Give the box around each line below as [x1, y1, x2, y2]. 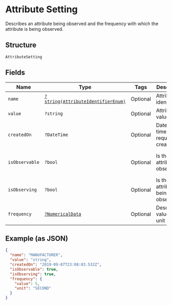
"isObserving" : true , [10, 271, 56, 277]
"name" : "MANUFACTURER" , [10, 252, 63, 258]
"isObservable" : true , [10, 267, 58, 272]
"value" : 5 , [14, 281, 40, 286]
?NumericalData [44, 211, 81, 217]
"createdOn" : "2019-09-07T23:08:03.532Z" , [10, 262, 102, 267]
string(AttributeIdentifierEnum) [44, 98, 126, 104]
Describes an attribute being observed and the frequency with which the [5, 20, 159, 27]
